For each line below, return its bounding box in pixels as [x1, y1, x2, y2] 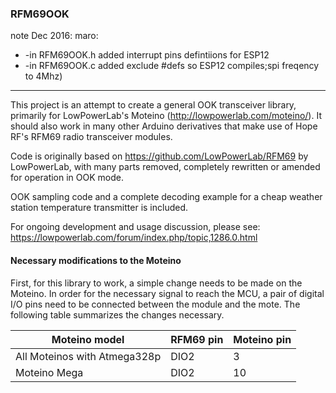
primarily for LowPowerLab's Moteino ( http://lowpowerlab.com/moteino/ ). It [10, 110, 322, 122]
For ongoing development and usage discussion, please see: [10, 221, 261, 233]
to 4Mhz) [24, 70, 63, 82]
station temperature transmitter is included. [10, 202, 189, 214]
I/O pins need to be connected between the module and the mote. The [10, 298, 301, 310]
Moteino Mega [15, 365, 84, 379]
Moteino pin [233, 332, 292, 346]
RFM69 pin [170, 332, 224, 346]
